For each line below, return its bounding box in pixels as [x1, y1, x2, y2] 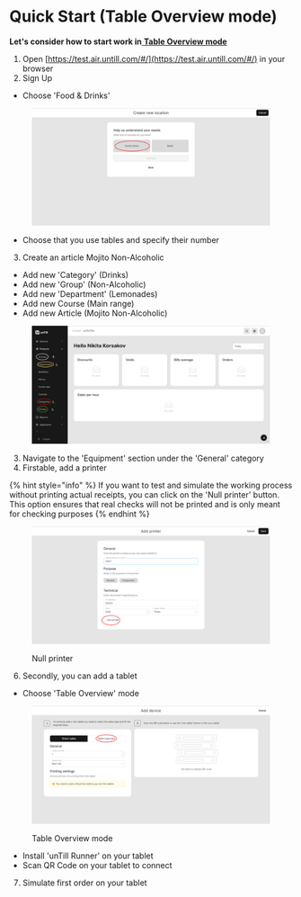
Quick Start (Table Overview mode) [9, 6, 278, 27]
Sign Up [22, 72, 52, 83]
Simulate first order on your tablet [22, 877, 147, 888]
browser [22, 63, 54, 74]
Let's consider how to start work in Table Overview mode [9, 36, 227, 47]
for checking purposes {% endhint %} [9, 508, 150, 519]
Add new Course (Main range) [22, 299, 135, 309]
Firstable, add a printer [22, 462, 107, 473]
